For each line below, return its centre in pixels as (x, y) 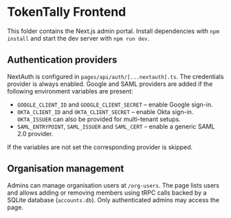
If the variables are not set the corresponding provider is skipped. (100, 147)
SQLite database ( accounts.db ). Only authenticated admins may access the (113, 199)
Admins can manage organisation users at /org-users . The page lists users (113, 185)
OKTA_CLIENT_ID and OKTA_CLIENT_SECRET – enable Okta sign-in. (105, 111)
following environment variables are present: (70, 91)
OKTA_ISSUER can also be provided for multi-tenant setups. (99, 119)
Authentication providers (62, 60)
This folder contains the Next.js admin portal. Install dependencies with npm (113, 31)
